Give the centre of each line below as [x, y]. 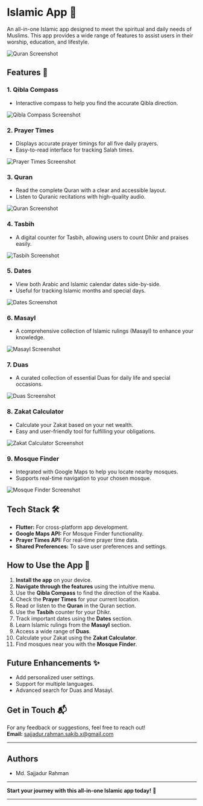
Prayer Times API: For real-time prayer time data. [77, 540]
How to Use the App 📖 [48, 565]
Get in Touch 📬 [37, 710]
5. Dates [19, 271]
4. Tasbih [21, 224]
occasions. [29, 384]
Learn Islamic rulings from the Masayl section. [73, 625]
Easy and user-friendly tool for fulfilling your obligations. [86, 431]
